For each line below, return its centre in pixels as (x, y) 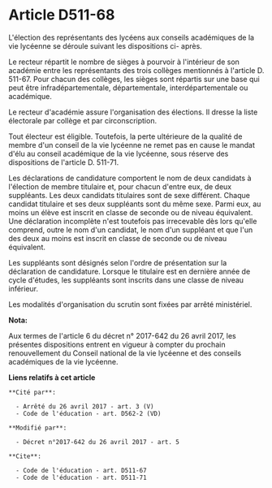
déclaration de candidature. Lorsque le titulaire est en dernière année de (130, 271)
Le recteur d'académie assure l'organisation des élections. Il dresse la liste (133, 112)
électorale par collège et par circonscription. (82, 120)
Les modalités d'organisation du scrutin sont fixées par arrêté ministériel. (130, 304)
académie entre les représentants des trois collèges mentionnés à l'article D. (136, 70)
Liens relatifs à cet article (52, 377)
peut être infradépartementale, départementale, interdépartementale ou (128, 88)
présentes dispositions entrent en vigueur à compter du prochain (117, 344)
